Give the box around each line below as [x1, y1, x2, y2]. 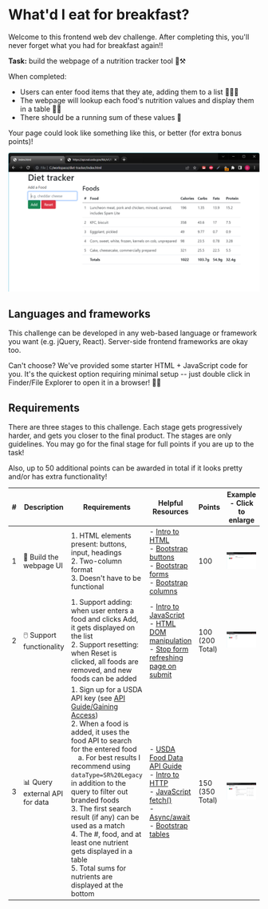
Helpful [158, 498, 183, 507]
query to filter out [70, 787, 128, 797]
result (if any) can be [70, 812, 140, 822]
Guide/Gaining [70, 702, 118, 711]
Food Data [149, 753, 183, 763]
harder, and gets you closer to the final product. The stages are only [8, 430, 232, 441]
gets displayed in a [70, 847, 133, 856]
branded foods [70, 795, 120, 805]
